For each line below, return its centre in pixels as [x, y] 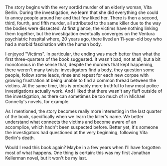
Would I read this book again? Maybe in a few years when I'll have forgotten [83, 147]
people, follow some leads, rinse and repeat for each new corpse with [77, 75]
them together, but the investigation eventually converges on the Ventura [80, 34]
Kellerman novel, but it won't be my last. [46, 158]
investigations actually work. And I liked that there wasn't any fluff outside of [84, 91]
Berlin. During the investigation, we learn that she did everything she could [82, 12]
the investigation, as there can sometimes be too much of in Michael [75, 96]
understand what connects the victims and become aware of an [71, 122]
